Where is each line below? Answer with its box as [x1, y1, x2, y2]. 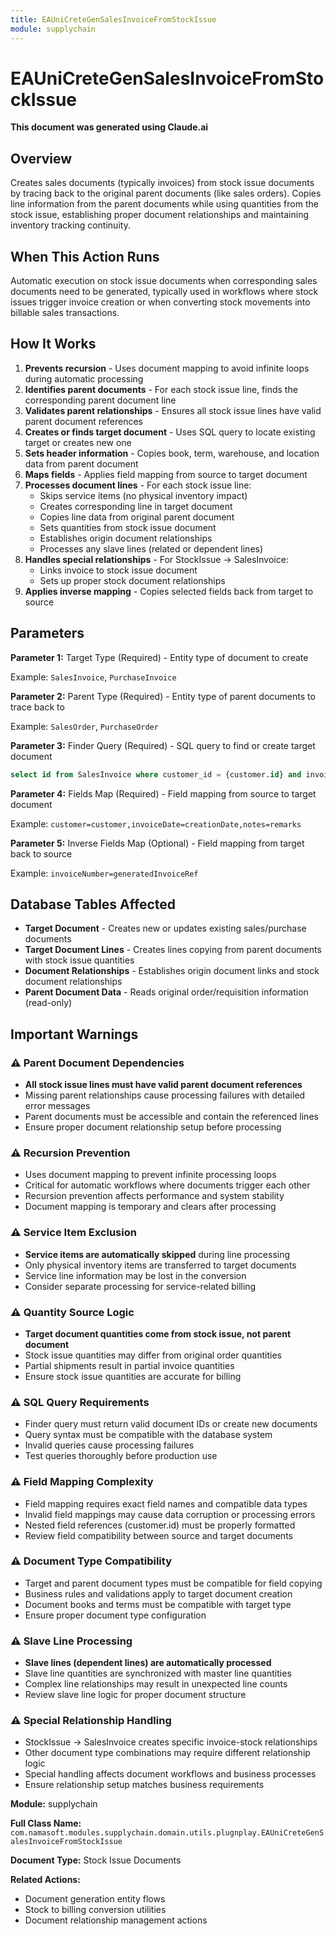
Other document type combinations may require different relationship [24, 1747, 311, 1759]
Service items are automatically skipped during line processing [24, 1248, 291, 1260]
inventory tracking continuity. [10, 219, 131, 231]
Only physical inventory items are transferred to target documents [24, 1259, 297, 1271]
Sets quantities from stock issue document [39, 521, 217, 533]
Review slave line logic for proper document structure [24, 1689, 247, 1701]
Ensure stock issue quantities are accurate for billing [24, 1370, 242, 1382]
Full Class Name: [10, 1817, 82, 1830]
